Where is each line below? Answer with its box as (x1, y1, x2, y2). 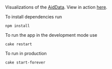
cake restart (5, 42, 32, 47)
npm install (5, 23, 30, 28)
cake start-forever (5, 60, 46, 65)
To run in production (5, 51, 47, 56)
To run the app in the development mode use (5, 32, 98, 38)
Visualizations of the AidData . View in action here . (5, 4, 108, 10)
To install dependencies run (5, 14, 62, 19)
